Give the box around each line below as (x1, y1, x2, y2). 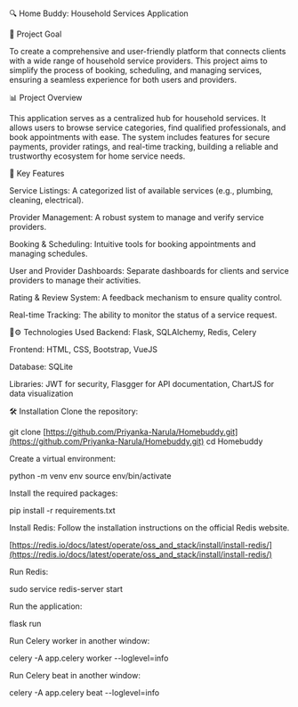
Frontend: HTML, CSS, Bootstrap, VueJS (9, 344, 158, 355)
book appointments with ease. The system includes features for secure (9, 132, 270, 142)
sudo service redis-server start (9, 584, 123, 594)
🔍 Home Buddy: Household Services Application (9, 8, 189, 19)
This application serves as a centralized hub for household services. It (9, 113, 267, 123)
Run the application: (9, 601, 83, 612)
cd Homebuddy (205, 436, 263, 447)
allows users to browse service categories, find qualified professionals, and (9, 122, 286, 133)
